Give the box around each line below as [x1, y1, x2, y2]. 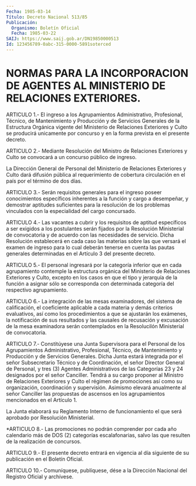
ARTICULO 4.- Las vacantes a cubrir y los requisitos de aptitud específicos [6, 218, 187, 226]
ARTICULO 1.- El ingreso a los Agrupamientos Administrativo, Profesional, [6, 111, 183, 118]
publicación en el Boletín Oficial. [6, 455, 84, 463]
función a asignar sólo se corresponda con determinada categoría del [6, 280, 174, 287]
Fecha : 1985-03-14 [6, 8, 51, 15]
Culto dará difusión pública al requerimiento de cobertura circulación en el [6, 171, 185, 178]
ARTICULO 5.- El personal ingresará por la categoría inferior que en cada [6, 261, 182, 268]
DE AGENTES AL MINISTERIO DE [6, 79, 166, 93]
